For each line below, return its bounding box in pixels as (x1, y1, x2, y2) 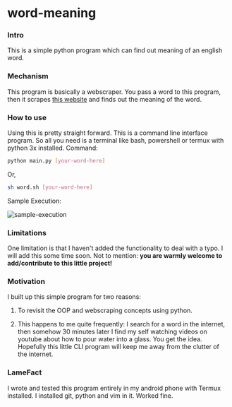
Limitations (7, 228, 47, 237)
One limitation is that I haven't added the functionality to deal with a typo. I (7, 244, 224, 252)
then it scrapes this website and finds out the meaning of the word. (7, 95, 202, 103)
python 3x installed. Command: (7, 143, 98, 153)
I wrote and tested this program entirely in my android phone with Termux (7, 384, 221, 392)
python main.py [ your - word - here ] (7, 158, 106, 165)
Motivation (7, 277, 46, 287)
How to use (7, 112, 47, 122)
